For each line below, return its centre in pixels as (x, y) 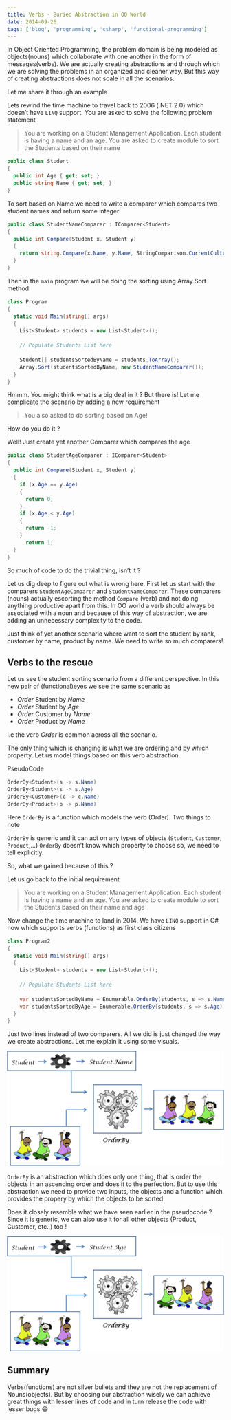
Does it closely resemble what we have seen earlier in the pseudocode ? (110, 1212)
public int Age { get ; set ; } (56, 176)
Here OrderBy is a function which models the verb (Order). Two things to (109, 817)
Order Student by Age (48, 707)
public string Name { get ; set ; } (63, 183)
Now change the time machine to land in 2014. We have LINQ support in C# (113, 920)
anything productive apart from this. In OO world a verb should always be (111, 605)
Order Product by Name (51, 722)
